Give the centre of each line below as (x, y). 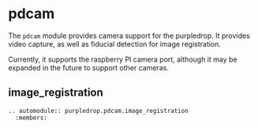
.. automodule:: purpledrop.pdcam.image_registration (99, 111)
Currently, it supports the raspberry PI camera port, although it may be (123, 59)
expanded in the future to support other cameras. (89, 67)
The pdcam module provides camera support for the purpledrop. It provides (129, 36)
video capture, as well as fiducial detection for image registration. (114, 43)
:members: (31, 118)
